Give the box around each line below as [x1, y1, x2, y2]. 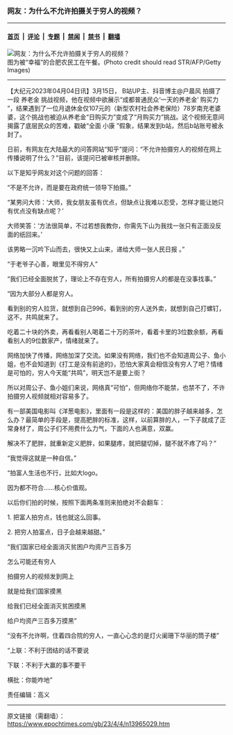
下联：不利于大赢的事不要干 [7, 661, 87, 669]
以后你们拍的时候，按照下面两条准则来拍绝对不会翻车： [7, 498, 165, 506]
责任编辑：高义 [7, 690, 50, 699]
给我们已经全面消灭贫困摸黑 [7, 601, 87, 610]
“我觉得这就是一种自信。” [7, 454, 77, 462]
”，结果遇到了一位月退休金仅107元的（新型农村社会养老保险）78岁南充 [7, 104, 209, 112]
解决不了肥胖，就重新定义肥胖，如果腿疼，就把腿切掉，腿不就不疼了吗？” [7, 438, 217, 447]
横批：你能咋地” [7, 675, 53, 683]
